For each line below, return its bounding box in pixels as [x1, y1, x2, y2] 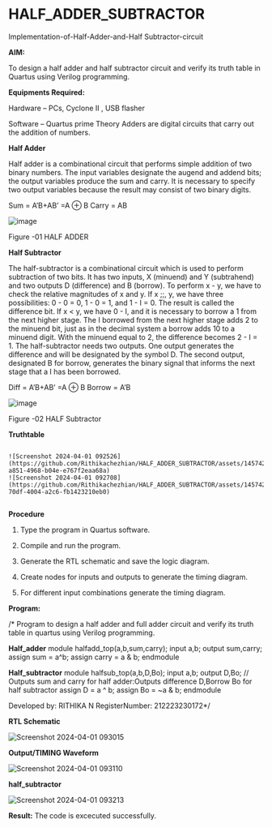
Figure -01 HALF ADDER [8, 232, 89, 242]
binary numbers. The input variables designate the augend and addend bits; [8, 167, 261, 177]
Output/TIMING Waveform [8, 748, 100, 757]
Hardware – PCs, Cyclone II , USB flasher [8, 103, 146, 113]
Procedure [8, 508, 45, 519]
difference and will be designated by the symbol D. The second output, [8, 350, 245, 359]
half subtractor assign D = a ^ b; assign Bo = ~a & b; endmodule [8, 684, 222, 694]
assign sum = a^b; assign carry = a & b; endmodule [8, 652, 180, 662]
